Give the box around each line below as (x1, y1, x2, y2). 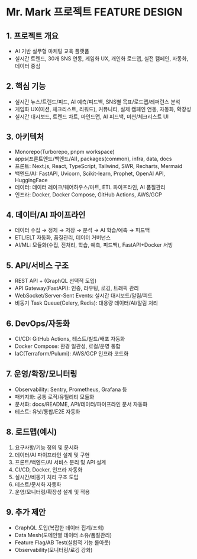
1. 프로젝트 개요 (6, 31, 59, 41)
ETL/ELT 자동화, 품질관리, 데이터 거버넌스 (14, 234, 111, 241)
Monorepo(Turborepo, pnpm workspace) (14, 148, 115, 155)
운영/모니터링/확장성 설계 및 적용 (14, 488, 91, 495)
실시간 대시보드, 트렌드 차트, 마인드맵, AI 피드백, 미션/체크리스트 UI (14, 113, 169, 120)
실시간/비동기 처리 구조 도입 (14, 473, 79, 480)
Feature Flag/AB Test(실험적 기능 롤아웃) (14, 539, 111, 546)
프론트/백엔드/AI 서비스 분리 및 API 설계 (14, 458, 106, 466)
